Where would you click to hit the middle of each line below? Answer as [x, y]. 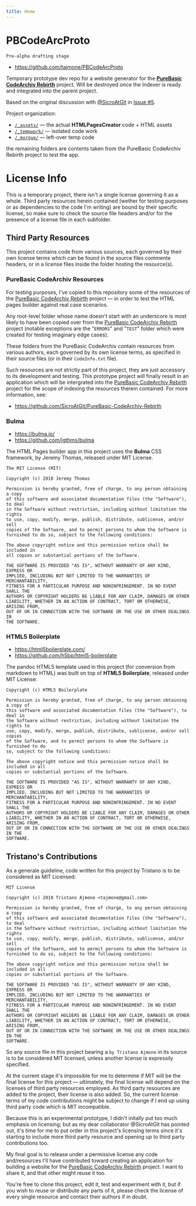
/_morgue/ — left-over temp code [54, 137]
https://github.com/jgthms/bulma [54, 440]
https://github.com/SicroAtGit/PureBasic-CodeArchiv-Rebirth [88, 406]
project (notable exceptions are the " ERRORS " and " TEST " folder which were [95, 328]
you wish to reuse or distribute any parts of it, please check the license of [95, 1191]
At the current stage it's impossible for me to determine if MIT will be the [94, 1076]
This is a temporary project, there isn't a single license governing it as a [92, 194]
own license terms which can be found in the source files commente [88, 258]
